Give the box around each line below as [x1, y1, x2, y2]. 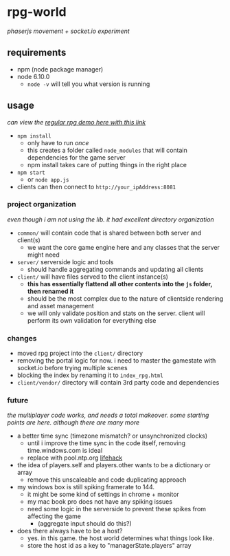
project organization [7, 200, 77, 209]
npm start [16, 169, 46, 176]
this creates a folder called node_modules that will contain [27, 146, 187, 154]
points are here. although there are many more [7, 418, 140, 427]
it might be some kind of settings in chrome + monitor [27, 490, 180, 499]
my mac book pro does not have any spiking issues [27, 498, 173, 506]
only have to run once [27, 138, 89, 147]
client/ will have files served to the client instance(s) [16, 272, 168, 281]
